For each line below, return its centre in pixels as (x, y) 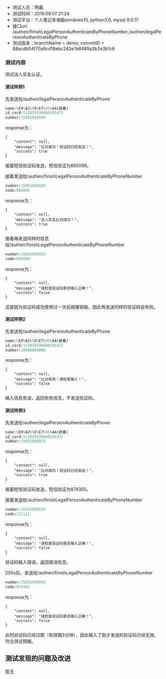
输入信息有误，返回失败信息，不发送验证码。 (51, 398)
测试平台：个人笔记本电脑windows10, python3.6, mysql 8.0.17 (75, 20)
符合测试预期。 (20, 641)
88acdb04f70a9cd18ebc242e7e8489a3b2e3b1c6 (64, 49)
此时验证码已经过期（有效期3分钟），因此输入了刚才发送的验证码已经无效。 (82, 635)
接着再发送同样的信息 (27, 238)
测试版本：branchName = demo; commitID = (58, 43)
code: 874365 (17, 587)
